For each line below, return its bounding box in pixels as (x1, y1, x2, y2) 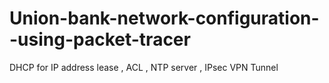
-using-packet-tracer (9, 28, 191, 51)
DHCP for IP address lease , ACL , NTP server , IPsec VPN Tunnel (9, 61, 279, 73)
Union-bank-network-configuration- (9, 7, 320, 30)
